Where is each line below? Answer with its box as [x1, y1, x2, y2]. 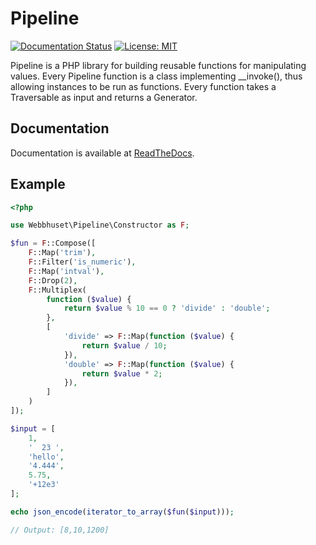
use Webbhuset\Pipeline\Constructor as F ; [10, 220, 190, 231]
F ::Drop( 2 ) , [28, 275, 78, 286]
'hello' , [28, 452, 65, 462]
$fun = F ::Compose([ [10, 238, 97, 249]
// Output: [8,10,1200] [10, 525, 110, 535]
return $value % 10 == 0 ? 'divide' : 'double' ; [63, 303, 271, 314]
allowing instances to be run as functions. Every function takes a [10, 80, 277, 92]
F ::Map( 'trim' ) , [28, 248, 97, 258]
